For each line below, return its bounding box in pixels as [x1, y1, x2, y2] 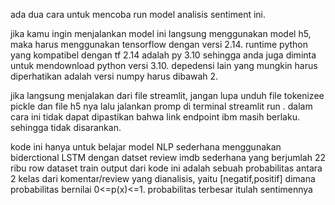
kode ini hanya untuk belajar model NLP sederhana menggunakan [10, 141, 282, 153]
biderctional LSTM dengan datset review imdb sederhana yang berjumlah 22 [10, 152, 326, 163]
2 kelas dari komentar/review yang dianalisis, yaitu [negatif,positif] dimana [10, 173, 316, 184]
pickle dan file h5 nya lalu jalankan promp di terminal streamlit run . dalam [10, 100, 313, 112]
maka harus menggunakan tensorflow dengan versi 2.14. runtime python [10, 39, 308, 50]
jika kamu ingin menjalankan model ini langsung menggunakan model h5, [10, 28, 312, 39]
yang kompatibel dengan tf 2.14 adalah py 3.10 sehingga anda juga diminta [10, 49, 317, 61]
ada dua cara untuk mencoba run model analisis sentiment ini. [10, 9, 267, 20]
